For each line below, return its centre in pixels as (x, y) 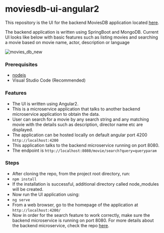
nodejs (19, 75)
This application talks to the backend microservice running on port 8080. (86, 145)
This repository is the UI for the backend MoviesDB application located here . (82, 22)
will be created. (28, 189)
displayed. (23, 129)
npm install (24, 179)
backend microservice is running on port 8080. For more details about (83, 220)
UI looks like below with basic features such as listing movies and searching (82, 37)
